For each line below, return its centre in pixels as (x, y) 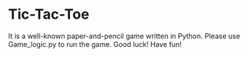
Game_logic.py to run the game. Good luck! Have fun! (95, 44)
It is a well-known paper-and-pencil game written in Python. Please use (124, 36)
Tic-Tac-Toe (49, 14)
